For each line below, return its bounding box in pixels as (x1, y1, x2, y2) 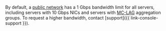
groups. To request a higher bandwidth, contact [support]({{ (5, 15, 130, 20)
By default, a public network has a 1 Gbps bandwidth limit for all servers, (5, 4, 154, 10)
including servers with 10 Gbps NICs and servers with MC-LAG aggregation (5, 9, 161, 15)
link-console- (130, 15, 158, 20)
